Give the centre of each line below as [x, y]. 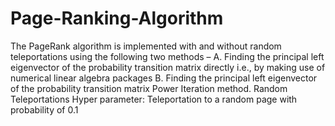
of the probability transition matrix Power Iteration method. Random [149, 88]
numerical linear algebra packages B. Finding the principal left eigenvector [164, 78]
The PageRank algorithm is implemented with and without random [146, 46]
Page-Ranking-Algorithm [117, 18]
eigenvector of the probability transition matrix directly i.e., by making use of [168, 67]
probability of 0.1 [44, 109]
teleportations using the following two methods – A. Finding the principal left [167, 56]
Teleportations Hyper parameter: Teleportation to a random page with [154, 99]
